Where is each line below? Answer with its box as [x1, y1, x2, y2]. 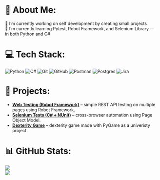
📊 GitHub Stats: [5, 146, 72, 157]
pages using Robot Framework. [12, 107, 75, 113]
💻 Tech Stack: [5, 49, 65, 60]
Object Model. [12, 117, 41, 123]
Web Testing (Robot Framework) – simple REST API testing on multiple [12, 101, 156, 107]
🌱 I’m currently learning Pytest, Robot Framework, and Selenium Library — [5, 25, 155, 31]
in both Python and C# [5, 31, 50, 37]
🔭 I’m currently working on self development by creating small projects [5, 20, 147, 26]
